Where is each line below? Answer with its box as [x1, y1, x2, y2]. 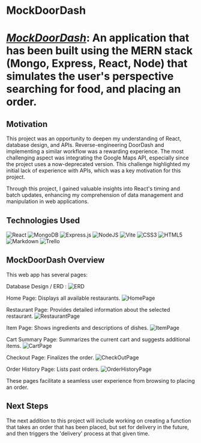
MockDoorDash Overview [6, 255, 105, 265]
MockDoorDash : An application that [6, 31, 190, 45]
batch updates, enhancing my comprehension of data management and [6, 191, 184, 199]
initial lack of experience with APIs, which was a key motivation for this [6, 167, 181, 175]
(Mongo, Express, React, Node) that [6, 57, 188, 70]
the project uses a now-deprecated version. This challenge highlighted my [6, 161, 190, 168]
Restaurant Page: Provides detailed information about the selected [6, 306, 170, 313]
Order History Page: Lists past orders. [6, 365, 100, 373]
